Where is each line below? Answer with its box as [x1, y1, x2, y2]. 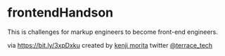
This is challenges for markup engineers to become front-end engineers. [7, 28, 218, 36]
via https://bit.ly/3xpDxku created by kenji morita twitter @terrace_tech [7, 41, 213, 49]
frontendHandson [7, 5, 114, 21]
